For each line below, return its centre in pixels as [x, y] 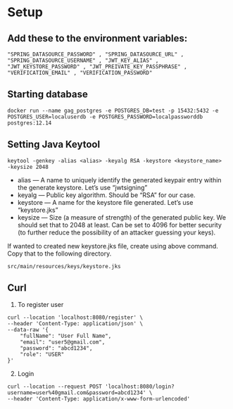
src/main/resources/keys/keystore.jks [64, 266]
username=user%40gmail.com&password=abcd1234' [77, 393]
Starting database [48, 95]
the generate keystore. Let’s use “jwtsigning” [82, 187]
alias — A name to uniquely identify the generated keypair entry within [119, 180]
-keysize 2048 [28, 167]
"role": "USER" [42, 355]
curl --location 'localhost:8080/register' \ [75, 317]
